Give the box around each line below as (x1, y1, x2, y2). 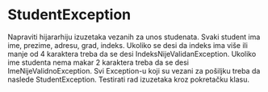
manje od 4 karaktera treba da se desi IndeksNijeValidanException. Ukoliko (7, 49, 257, 58)
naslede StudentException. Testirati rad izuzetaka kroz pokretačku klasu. (7, 74, 249, 84)
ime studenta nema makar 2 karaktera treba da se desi (7, 58, 190, 67)
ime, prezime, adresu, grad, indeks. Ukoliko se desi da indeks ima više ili (7, 40, 248, 50)
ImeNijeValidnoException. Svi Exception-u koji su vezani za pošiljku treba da (7, 66, 261, 75)
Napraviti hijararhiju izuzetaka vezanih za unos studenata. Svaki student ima (7, 32, 261, 42)
